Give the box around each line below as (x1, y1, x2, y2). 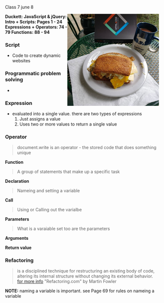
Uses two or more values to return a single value (19, 121, 117, 127)
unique (17, 150, 31, 156)
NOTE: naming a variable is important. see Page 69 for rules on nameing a (5, 288, 155, 294)
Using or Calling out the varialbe (17, 207, 82, 213)
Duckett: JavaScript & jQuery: (5, 14, 67, 19)
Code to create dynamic (12, 52, 61, 58)
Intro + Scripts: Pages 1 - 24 (5, 19, 62, 25)
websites (12, 58, 31, 64)
